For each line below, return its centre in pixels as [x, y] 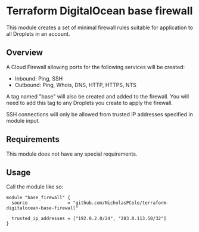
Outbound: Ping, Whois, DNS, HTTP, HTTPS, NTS [76, 85]
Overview [25, 53]
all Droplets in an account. [38, 33]
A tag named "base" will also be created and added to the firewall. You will [98, 96]
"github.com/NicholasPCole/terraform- [121, 203]
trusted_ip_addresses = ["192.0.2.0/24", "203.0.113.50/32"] [89, 219]
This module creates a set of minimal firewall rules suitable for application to [100, 27]
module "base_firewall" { [38, 198]
